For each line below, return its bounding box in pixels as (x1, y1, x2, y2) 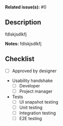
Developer (19, 83, 40, 88)
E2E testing (19, 116, 42, 121)
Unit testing (19, 105, 43, 110)
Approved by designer (12, 68, 57, 74)
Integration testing (19, 110, 56, 116)
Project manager (19, 88, 53, 94)
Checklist (5, 55, 35, 63)
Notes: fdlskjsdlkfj (5, 41, 42, 46)
